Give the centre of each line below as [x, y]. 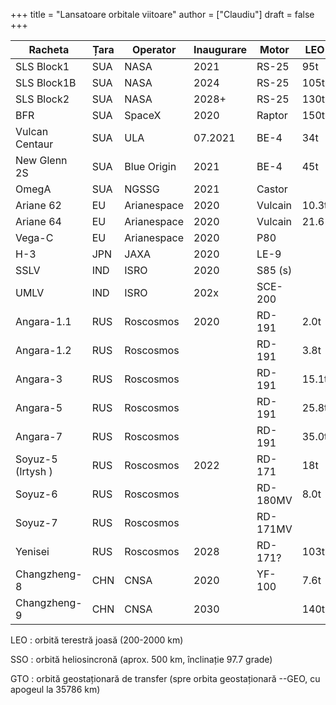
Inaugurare [220, 49]
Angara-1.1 [43, 321]
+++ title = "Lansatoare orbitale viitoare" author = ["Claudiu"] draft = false [162, 14]
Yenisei [32, 551]
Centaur [34, 144]
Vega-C [34, 237]
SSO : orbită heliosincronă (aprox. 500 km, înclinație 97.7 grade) [141, 659]
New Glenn [41, 160]
